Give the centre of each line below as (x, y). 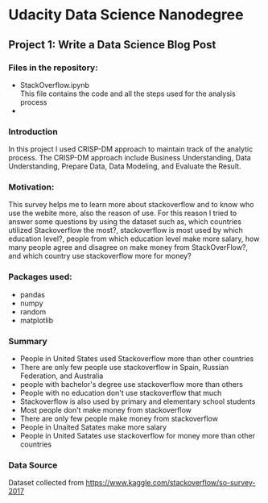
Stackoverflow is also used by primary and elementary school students (138, 401)
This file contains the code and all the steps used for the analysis (128, 94)
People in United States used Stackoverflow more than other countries (137, 359)
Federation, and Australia (62, 376)
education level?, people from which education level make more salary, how (134, 239)
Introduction (33, 131)
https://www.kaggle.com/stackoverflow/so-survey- (171, 483)
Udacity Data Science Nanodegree (126, 15)
